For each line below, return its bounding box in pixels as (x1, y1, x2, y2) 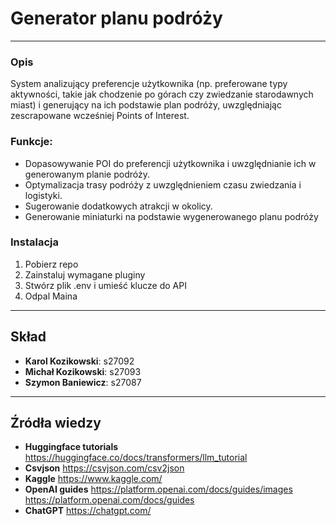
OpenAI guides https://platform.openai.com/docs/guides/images (24, 483, 293, 496)
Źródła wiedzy (10, 415, 102, 432)
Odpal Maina (24, 290, 78, 302)
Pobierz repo (24, 258, 79, 270)
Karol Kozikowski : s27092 (24, 355, 135, 367)
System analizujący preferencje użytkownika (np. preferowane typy (10, 78, 288, 90)
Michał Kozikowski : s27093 (24, 365, 142, 377)
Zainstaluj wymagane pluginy (24, 268, 146, 281)
